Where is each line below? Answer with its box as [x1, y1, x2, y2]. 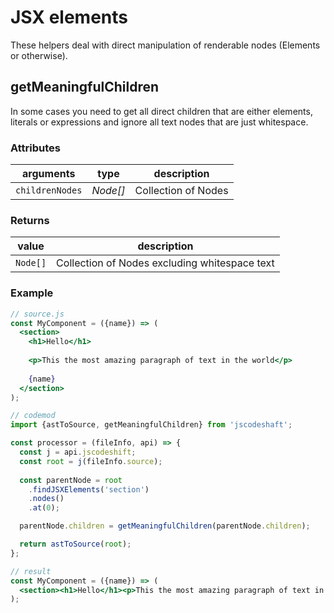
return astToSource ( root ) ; [19, 539, 132, 550]
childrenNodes [15, 185, 83, 196]
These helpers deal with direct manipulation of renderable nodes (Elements [10, 39, 321, 51]
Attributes [10, 141, 61, 155]
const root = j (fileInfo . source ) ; [19, 456, 163, 466]
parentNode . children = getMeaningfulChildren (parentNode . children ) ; [19, 521, 311, 531]
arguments [22, 167, 76, 181]
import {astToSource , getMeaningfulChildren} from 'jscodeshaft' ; [10, 420, 293, 430]
